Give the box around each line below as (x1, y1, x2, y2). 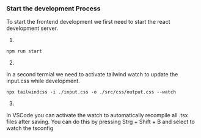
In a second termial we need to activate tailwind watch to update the (6, 71, 178, 78)
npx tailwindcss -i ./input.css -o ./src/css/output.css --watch (6, 89, 176, 95)
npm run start (6, 48, 43, 54)
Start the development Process (6, 4, 101, 13)
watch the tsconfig (6, 125, 54, 132)
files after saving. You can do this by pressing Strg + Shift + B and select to (6, 118, 196, 126)
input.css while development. (6, 78, 81, 85)
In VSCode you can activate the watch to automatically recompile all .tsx (6, 112, 188, 119)
